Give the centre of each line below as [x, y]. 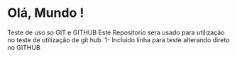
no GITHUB [24, 47]
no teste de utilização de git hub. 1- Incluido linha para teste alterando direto [118, 39]
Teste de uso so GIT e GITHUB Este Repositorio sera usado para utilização [116, 32]
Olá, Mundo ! [46, 13]
